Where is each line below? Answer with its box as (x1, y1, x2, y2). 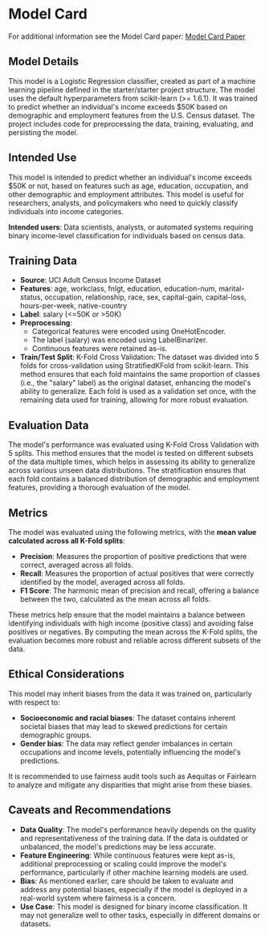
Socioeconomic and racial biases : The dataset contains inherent (19, 713, 236, 722)
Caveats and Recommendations (8, 803, 171, 817)
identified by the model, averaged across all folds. (19, 577, 186, 586)
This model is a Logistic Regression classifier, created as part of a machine (8, 76, 256, 85)
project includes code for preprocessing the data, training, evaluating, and (8, 118, 254, 129)
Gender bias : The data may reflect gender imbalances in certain (19, 738, 233, 748)
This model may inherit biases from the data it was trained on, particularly (8, 689, 252, 698)
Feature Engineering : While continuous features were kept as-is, (19, 850, 235, 860)
